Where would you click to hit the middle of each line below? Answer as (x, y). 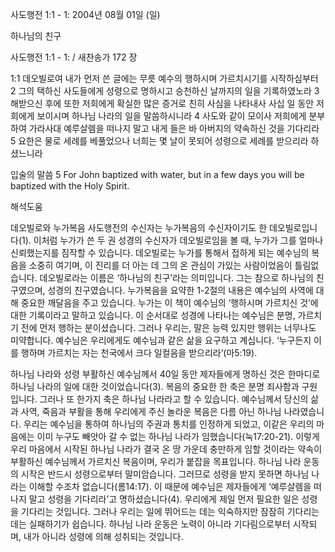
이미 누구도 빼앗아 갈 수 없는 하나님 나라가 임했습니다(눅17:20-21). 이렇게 (178, 436)
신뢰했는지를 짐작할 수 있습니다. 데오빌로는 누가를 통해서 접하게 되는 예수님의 (160, 252)
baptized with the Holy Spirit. (70, 186)
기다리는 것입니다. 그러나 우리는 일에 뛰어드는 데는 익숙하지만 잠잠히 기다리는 (170, 511)
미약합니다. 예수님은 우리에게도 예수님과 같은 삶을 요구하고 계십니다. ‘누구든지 (161, 340)
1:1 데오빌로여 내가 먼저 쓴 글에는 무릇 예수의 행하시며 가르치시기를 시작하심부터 (164, 78)
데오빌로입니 (293, 227)
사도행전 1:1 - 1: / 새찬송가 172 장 (74, 57)
